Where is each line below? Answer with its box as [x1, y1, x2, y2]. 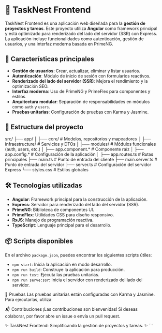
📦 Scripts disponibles [5, 237, 74, 245]
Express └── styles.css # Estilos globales [5, 166, 88, 172]
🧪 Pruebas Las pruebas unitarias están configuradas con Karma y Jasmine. [5, 291, 155, 297]
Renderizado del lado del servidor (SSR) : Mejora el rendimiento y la [12, 78, 148, 84]
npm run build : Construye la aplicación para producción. [12, 267, 125, 272]
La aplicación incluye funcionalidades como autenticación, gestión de [5, 36, 144, 42]
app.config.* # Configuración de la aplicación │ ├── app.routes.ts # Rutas [5, 151, 154, 157]
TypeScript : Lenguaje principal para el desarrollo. [12, 222, 112, 228]
